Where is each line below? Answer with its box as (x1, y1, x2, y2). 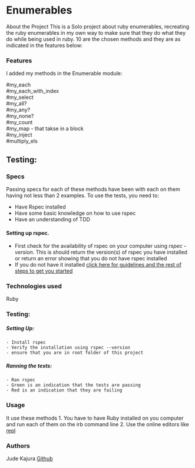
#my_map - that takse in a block (6, 125, 84, 132)
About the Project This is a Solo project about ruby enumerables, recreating (6, 23, 190, 30)
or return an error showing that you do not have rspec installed (14, 255, 167, 262)
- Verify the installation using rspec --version (6, 345, 131, 351)
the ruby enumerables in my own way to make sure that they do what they (6, 29, 186, 36)
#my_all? (6, 100, 27, 107)
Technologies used (6, 282, 62, 290)
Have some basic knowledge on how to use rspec (14, 210, 136, 217)
